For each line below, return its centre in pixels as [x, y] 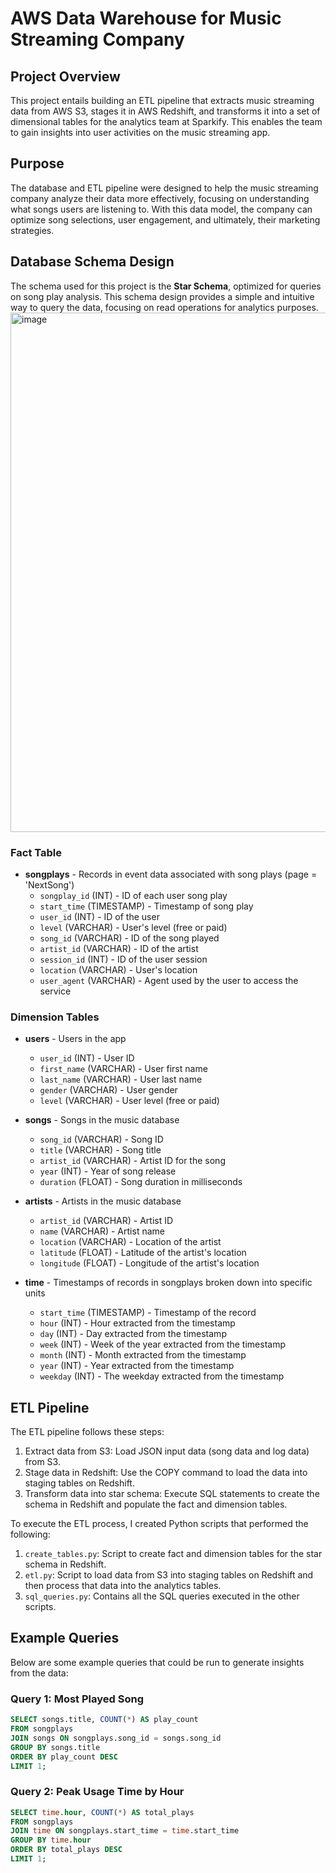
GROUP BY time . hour [51, 1840]
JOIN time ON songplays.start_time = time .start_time [125, 1831]
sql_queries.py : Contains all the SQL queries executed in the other [162, 1596]
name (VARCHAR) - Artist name [102, 1231]
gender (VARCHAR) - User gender [108, 1090]
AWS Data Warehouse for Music [146, 18]
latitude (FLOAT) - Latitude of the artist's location [143, 1253]
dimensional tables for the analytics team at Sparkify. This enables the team [166, 121]
